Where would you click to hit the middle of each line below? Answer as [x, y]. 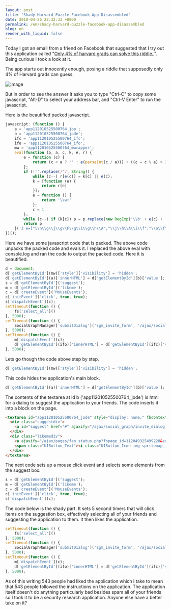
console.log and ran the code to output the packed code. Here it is [75, 254]
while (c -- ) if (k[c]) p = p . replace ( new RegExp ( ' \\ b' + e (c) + [93, 219]
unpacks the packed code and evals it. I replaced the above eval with [78, 248]
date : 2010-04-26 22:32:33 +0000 [41, 19]
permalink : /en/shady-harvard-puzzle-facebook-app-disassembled [75, 24]
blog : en [15, 29]
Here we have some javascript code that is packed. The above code [77, 243]
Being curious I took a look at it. [38, 59]
